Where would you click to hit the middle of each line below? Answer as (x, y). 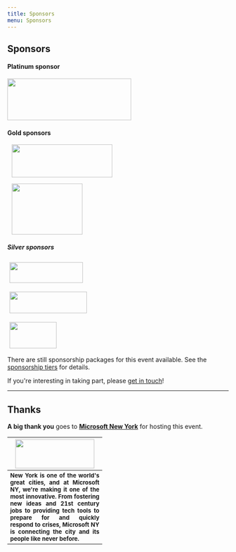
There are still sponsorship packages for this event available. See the (107, 360)
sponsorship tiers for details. (48, 367)
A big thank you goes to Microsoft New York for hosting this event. (105, 427)
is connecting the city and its (55, 532)
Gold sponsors (29, 133)
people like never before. (45, 539)
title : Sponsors (31, 14)
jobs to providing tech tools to (55, 511)
